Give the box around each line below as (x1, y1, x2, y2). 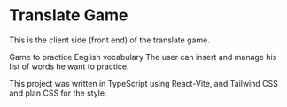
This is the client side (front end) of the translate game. (9, 34, 210, 45)
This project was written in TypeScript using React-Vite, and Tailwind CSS (9, 78, 279, 88)
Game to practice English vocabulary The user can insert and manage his (9, 51, 277, 62)
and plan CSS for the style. (9, 88, 107, 98)
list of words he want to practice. (9, 61, 129, 72)
